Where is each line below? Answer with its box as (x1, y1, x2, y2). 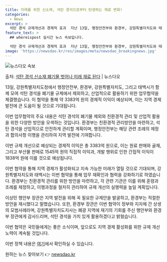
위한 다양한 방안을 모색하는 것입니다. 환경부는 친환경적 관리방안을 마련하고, (10, 119, 155, 125)
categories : (5, 12, 30, 17)
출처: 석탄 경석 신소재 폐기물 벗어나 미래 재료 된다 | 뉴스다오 (5, 73, 121, 80)
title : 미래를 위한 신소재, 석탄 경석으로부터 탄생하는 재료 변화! (5, 7, 123, 12)
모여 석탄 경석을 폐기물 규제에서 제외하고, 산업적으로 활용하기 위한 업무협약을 (10, 90, 159, 96)
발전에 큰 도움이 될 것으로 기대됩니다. (5, 102, 77, 108)
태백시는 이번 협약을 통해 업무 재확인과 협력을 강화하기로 (34, 172, 143, 177)
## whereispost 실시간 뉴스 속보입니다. (9, 35, 84, 40)
